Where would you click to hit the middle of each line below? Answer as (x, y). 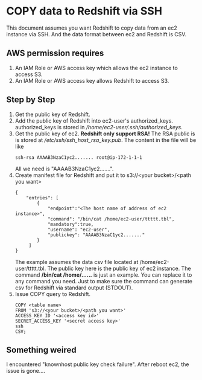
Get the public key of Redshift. (52, 114)
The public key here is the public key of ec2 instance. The (119, 268)
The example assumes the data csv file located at (77, 262)
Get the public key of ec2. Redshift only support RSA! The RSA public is (105, 134)
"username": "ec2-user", (79, 230)
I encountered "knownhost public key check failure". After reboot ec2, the (98, 364)
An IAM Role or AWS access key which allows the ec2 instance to (96, 68)
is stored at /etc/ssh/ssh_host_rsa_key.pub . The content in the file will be (106, 140)
